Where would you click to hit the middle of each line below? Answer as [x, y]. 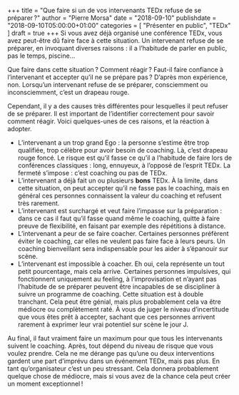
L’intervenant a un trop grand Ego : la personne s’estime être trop [113, 143]
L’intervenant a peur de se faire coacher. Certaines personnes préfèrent [123, 234]
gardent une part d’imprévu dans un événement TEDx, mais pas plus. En [113, 361]
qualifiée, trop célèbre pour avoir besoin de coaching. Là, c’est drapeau [123, 150]
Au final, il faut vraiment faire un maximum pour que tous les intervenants [115, 338]
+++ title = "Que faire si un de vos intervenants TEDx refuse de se [105, 10]
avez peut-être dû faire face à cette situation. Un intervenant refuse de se [116, 41]
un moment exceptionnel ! [45, 384]
